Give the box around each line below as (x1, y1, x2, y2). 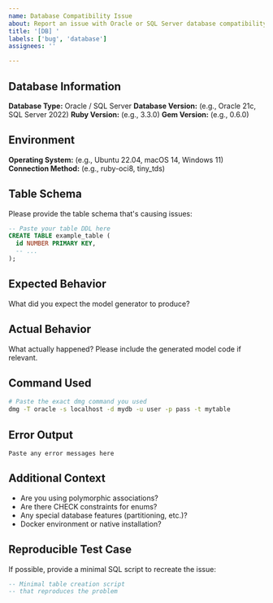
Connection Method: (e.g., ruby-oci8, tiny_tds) (8, 164, 165, 173)
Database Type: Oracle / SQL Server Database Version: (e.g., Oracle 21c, (8, 101, 256, 111)
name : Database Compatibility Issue (8, 11, 132, 20)
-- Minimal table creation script (8, 579, 126, 588)
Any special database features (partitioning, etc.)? (19, 510, 188, 520)
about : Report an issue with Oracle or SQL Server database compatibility (8, 20, 267, 28)
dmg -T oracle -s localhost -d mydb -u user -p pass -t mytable (8, 405, 231, 413)
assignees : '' (8, 42, 57, 50)
